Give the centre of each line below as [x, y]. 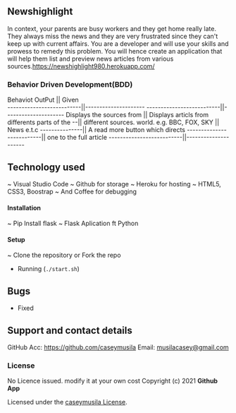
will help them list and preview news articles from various [91, 59]
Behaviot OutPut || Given [43, 100]
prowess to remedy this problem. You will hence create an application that [115, 51]
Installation [24, 208]
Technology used [46, 167]
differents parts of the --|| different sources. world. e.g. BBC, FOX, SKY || [113, 122]
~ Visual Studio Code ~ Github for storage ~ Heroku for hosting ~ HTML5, [114, 184]
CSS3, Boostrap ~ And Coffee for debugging [72, 191]
